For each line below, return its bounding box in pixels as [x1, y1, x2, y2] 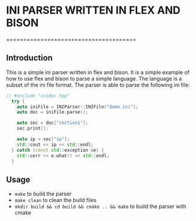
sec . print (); [17, 126, 49, 132]
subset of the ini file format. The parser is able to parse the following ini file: [6, 81, 190, 88]
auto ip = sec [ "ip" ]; [17, 136, 70, 142]
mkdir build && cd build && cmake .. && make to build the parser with [14, 203, 187, 210]
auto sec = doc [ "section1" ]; [17, 120, 89, 126]
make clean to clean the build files [14, 197, 97, 204]
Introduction [6, 53, 53, 63]
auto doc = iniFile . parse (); [17, 109, 89, 116]
